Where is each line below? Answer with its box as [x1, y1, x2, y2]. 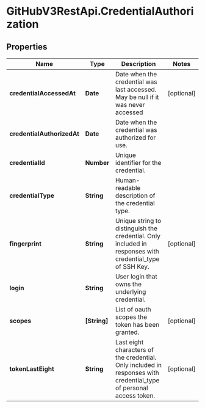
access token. [115, 392, 156, 399]
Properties [6, 42, 48, 52]
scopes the [115, 313, 148, 321]
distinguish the [115, 224, 157, 233]
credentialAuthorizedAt [9, 129, 79, 138]
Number [85, 159, 110, 167]
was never [115, 101, 145, 109]
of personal [115, 384, 148, 392]
